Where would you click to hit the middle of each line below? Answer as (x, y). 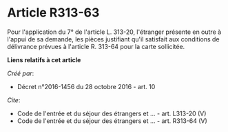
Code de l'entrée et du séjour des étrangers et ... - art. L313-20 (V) (112, 113)
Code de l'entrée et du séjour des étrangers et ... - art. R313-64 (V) (112, 121)
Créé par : (21, 73)
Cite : (14, 100)
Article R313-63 (53, 13)
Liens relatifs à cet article (44, 59)
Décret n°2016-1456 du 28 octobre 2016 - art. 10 (86, 86)
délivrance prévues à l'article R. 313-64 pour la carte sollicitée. (96, 46)
